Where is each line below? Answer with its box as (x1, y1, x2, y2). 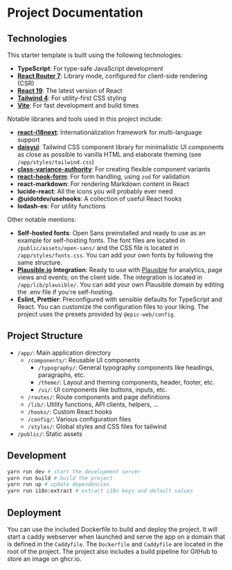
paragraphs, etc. (37, 370, 85, 379)
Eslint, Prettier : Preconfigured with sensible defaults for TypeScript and (17, 295, 222, 303)
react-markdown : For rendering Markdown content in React (17, 180, 189, 188)
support (17, 135, 40, 144)
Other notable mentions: (7, 215, 76, 224)
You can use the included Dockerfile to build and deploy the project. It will (7, 525, 218, 533)
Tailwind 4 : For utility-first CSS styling (17, 94, 127, 102)
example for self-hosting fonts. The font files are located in (17, 236, 186, 244)
